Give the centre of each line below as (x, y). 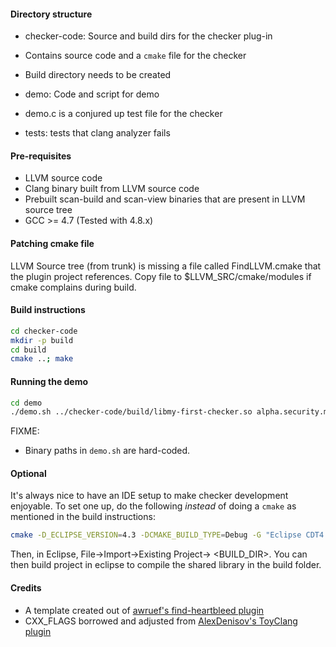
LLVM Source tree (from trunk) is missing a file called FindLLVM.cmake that (166, 266)
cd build (28, 350)
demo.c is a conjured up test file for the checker (123, 114)
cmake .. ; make (42, 359)
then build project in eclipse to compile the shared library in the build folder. (166, 565)
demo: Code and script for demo (92, 94)
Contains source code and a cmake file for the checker (135, 56)
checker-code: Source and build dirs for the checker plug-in (148, 36)
